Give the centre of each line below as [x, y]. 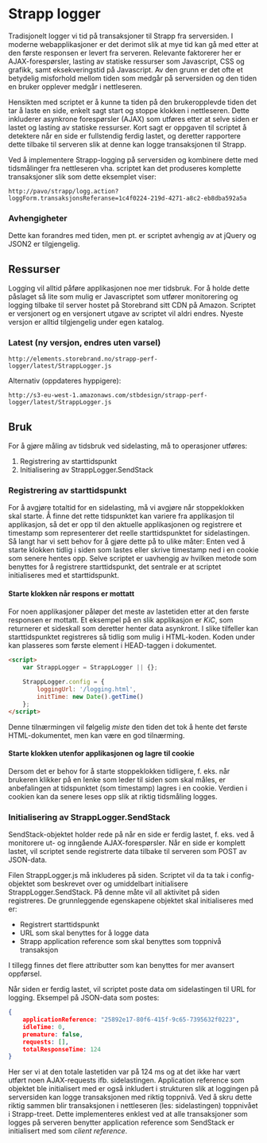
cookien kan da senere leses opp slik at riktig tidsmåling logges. [113, 796]
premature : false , [53, 1034]
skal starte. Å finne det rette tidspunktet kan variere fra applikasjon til [121, 516]
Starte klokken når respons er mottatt [72, 594]
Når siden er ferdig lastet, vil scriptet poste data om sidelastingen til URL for [132, 989]
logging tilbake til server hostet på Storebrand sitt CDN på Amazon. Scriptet [132, 305]
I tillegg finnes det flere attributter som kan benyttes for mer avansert [121, 966]
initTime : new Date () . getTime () [91, 697]
